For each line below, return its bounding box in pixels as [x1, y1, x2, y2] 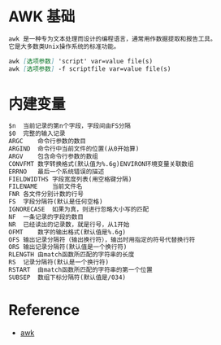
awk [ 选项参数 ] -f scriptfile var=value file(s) [8, 64, 171, 73]
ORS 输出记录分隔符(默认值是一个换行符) [8, 243, 128, 251]
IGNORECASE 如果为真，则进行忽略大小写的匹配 [8, 205, 149, 213]
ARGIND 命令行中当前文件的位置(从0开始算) [8, 145, 140, 153]
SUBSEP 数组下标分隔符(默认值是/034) [8, 273, 127, 282]
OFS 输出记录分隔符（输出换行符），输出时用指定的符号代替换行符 [8, 235, 196, 244]
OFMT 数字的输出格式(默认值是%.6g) [8, 228, 127, 236]
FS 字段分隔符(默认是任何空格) [8, 198, 103, 206]
